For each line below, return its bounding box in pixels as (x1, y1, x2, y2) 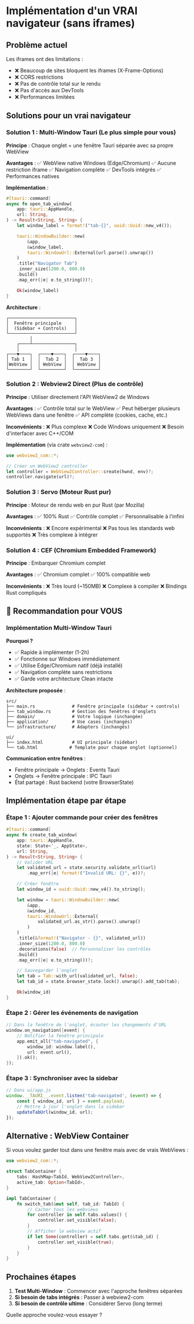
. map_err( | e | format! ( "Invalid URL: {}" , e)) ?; (27, 870, 146, 876)
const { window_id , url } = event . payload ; (16, 1098, 125, 1104)
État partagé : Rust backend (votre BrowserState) (14, 779, 134, 786)
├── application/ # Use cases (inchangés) (6, 719, 133, 725)
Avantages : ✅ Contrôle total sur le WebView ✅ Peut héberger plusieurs (6, 404, 180, 412)
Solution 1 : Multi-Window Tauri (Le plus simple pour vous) (6, 128, 176, 136)
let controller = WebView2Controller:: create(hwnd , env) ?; (6, 468, 154, 474)
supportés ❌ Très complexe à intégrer (6, 531, 98, 538)
